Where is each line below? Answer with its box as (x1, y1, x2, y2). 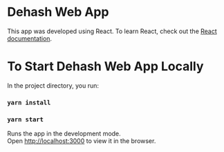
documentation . (7, 34, 53, 42)
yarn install (7, 98, 51, 106)
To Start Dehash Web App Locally (7, 59, 204, 75)
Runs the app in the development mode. (7, 129, 121, 138)
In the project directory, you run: (7, 81, 99, 90)
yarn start (7, 115, 44, 123)
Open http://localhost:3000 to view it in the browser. (7, 137, 156, 145)
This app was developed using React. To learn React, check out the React (7, 27, 218, 35)
